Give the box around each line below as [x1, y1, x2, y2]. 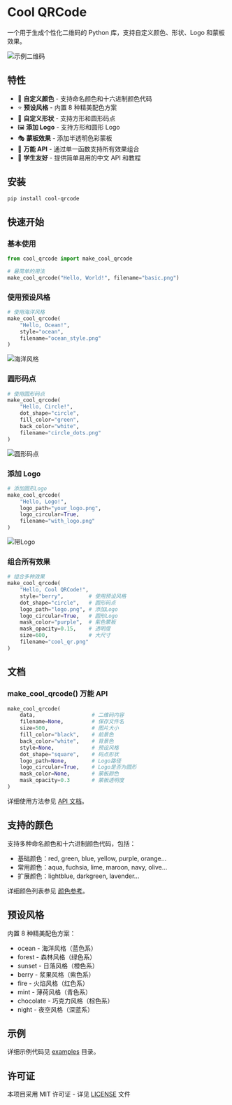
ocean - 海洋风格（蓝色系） [17, 944, 97, 952]
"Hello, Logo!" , [20, 498, 68, 505]
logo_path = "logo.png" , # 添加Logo [20, 605, 118, 613]
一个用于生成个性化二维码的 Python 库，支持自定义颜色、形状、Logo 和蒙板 [7, 28, 225, 36]
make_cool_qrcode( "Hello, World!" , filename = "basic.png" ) [7, 274, 180, 281]
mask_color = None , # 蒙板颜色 [20, 770, 119, 778]
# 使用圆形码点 [7, 390, 45, 397]
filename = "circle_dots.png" [20, 429, 101, 437]
